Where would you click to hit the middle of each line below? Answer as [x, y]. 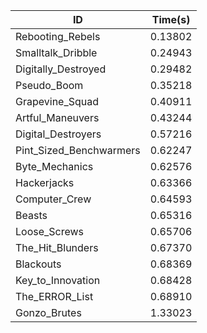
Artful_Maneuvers [57, 117]
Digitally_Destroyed [61, 69]
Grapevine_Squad [57, 101]
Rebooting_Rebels [58, 36]
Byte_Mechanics [54, 166]
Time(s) [171, 19]
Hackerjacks [45, 182]
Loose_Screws [50, 231]
